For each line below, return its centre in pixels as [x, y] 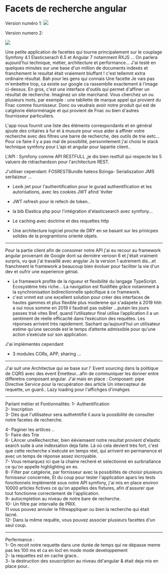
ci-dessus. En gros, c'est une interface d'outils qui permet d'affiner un [77, 89]
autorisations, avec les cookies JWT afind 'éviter [62, 192]
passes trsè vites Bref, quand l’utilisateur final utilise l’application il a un [85, 313]
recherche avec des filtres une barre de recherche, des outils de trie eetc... [82, 136]
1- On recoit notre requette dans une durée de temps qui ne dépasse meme [83, 545]
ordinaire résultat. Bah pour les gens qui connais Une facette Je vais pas [80, 79]
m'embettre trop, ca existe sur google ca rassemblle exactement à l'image [81, 84]
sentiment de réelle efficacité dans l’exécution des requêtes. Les [79, 318]
